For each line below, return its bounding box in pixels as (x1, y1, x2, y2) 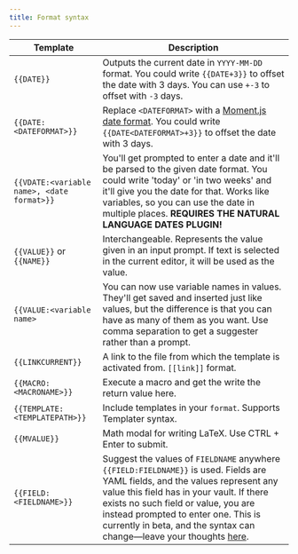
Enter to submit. (102, 438, 169, 450)
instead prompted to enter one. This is (102, 508, 262, 520)
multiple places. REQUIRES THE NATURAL (102, 207, 280, 219)
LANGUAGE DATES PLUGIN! (102, 218, 223, 231)
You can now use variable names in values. (102, 281, 282, 293)
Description (168, 41, 219, 53)
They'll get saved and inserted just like (102, 291, 263, 304)
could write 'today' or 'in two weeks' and (102, 174, 272, 186)
